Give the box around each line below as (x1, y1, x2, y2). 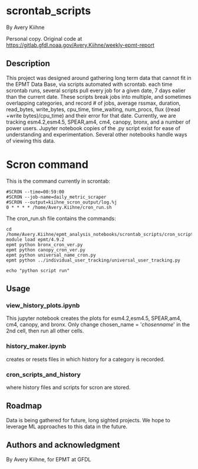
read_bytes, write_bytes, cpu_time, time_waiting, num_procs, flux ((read (6, 105, 180, 113)
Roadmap (6, 401, 42, 411)
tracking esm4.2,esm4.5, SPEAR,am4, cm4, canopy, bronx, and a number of (6, 118, 191, 125)
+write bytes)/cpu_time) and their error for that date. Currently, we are (6, 112, 176, 119)
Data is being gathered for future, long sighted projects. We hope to (6, 416, 171, 423)
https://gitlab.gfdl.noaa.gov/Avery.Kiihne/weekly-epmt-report (6, 41, 155, 48)
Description (6, 59, 50, 69)
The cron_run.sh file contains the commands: (6, 215, 116, 222)
